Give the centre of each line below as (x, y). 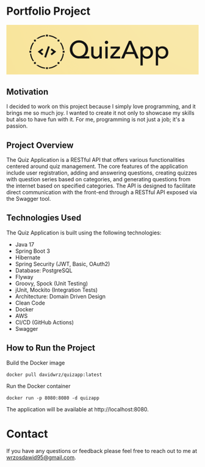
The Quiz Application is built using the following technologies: (84, 233)
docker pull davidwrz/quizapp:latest (54, 375)
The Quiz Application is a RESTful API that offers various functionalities (95, 159)
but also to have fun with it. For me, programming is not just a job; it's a (95, 120)
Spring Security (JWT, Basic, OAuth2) (63, 264)
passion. (17, 126)
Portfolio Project (49, 11)
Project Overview (40, 145)
